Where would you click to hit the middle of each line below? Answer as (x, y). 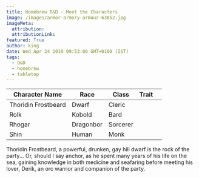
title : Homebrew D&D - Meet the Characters (62, 12)
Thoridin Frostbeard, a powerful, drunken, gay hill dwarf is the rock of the (98, 149)
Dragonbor (87, 125)
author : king (23, 46)
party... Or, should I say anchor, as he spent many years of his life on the (96, 156)
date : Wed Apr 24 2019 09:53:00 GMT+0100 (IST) (68, 52)
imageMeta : (20, 23)
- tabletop (25, 74)
